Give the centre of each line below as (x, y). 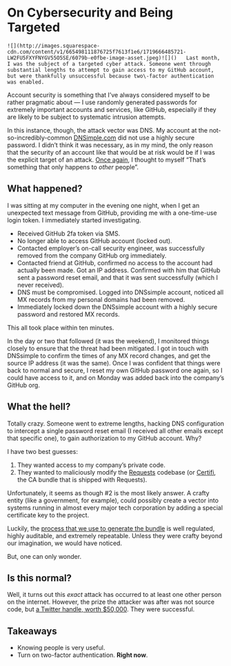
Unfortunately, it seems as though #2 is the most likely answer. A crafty (108, 493)
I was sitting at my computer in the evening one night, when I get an (103, 205)
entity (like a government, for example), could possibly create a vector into (113, 500)
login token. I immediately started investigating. (74, 220)
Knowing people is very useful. (61, 648)
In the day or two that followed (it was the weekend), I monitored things (108, 341)
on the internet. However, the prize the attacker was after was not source (111, 602)
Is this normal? (40, 578)
